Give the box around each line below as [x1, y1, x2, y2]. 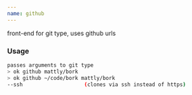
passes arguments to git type [7, 61, 94, 69]
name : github [7, 10, 45, 17]
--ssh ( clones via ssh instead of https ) [7, 81, 186, 88]
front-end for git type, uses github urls [7, 29, 116, 37]
